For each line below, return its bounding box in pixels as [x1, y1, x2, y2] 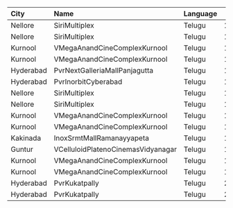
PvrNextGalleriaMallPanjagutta [53, 66, 154, 75]
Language [183, 9, 218, 18]
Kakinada [10, 133, 42, 143]
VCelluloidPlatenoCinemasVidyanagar [53, 145, 177, 154]
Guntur [10, 145, 33, 154]
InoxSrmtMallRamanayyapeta [53, 133, 149, 143]
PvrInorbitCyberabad [53, 77, 123, 86]
